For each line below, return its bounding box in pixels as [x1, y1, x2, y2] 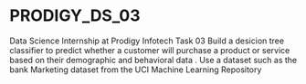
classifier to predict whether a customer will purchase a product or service [9, 44, 290, 55]
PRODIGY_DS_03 [9, 5, 141, 26]
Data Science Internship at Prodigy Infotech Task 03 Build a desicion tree [9, 35, 285, 46]
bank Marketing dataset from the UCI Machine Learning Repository [9, 64, 262, 75]
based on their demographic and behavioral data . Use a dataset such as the [9, 54, 298, 65]
